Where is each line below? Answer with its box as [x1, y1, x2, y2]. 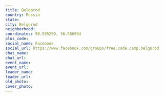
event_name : [5, 60, 31, 65]
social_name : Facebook [5, 41, 54, 46]
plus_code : [5, 36, 29, 42]
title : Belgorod [5, 7, 40, 13]
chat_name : [5, 50, 29, 55]
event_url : [5, 65, 29, 70]
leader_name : [5, 70, 33, 75]
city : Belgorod [5, 22, 38, 27]
